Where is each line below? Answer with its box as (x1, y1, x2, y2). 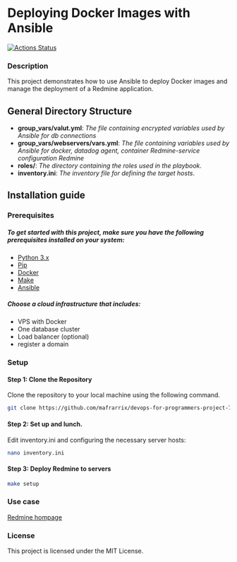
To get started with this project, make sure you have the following (7, 228, 205, 236)
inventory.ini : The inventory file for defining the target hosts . (17, 169, 195, 177)
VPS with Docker (17, 317, 67, 326)
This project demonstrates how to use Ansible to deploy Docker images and (7, 77, 228, 86)
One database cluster (17, 325, 80, 334)
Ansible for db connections (17, 131, 97, 140)
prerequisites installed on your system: (7, 235, 125, 244)
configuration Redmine (17, 154, 85, 163)
